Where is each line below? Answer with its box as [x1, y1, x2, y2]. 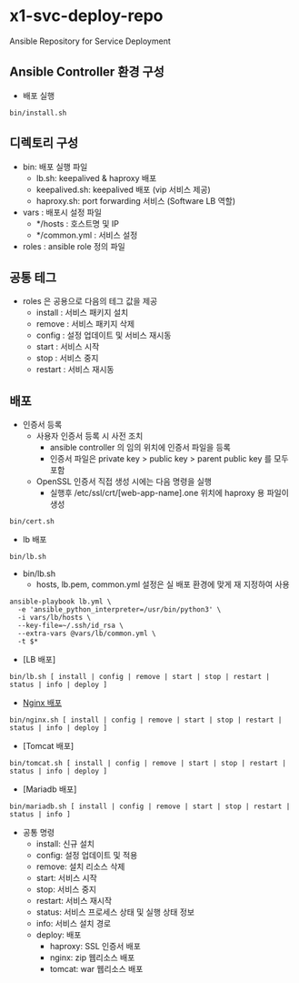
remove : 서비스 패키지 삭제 [35, 319, 135, 329]
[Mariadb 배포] [22, 784, 77, 795]
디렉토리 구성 [9, 136, 79, 151]
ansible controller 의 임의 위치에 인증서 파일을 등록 [49, 442, 232, 453]
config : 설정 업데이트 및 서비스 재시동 [35, 329, 172, 341]
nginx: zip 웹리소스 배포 [49, 952, 135, 963]
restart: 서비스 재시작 [35, 896, 112, 907]
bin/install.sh [9, 108, 67, 117]
